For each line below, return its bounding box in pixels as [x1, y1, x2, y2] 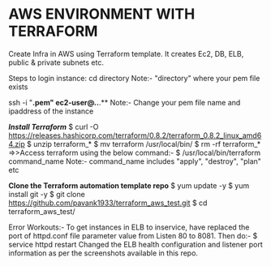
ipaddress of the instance [8, 106, 94, 116]
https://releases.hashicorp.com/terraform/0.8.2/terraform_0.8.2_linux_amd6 [8, 131, 262, 140]
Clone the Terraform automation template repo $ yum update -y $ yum [8, 180, 250, 191]
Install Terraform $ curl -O [8, 122, 99, 131]
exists [8, 82, 28, 92]
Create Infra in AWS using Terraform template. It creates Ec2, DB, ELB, [8, 49, 244, 58]
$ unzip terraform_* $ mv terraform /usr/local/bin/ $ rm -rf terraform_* [27, 139, 261, 148]
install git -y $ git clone [8, 189, 85, 199]
